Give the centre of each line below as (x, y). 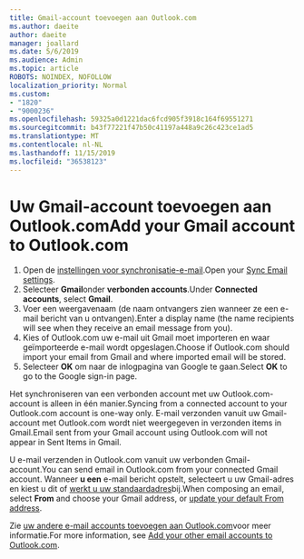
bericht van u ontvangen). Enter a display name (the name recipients (167, 318)
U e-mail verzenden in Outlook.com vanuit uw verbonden (117, 460)
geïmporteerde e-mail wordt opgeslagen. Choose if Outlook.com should (156, 347)
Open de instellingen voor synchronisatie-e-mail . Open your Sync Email (155, 270)
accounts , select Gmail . (68, 299)
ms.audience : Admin (46, 60)
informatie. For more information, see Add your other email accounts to (141, 535)
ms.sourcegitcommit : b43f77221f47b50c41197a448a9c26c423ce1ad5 (132, 128)
